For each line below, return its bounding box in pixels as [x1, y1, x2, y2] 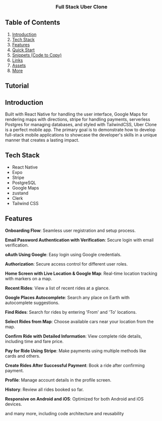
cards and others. [5, 353, 40, 359]
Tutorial [5, 82, 29, 90]
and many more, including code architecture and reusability [5, 410, 124, 416]
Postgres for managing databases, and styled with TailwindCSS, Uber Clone [5, 121, 157, 127]
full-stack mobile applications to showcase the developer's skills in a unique [5, 132, 157, 137]
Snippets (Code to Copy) [12, 52, 62, 58]
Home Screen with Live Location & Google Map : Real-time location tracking [5, 270, 158, 276]
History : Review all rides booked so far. [5, 386, 84, 392]
